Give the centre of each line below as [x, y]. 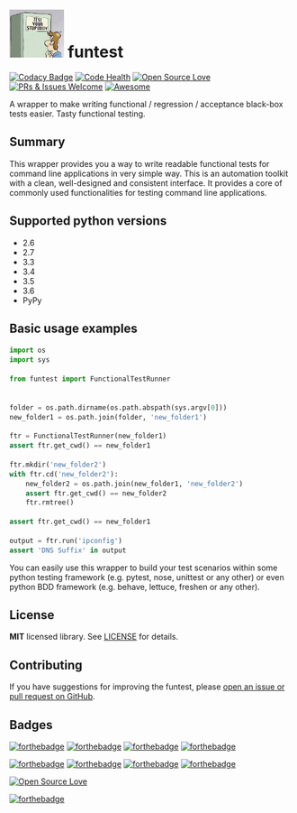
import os [28, 351]
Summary [37, 142]
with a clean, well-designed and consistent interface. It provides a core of [146, 183]
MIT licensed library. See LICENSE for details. [94, 637]
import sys [30, 360]
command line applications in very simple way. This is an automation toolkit [149, 173]
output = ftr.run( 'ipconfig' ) [66, 540]
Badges [31, 725]
